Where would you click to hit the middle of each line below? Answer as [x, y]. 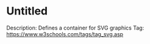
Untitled [27, 11]
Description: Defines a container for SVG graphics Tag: [75, 28]
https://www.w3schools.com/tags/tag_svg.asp [65, 34]
